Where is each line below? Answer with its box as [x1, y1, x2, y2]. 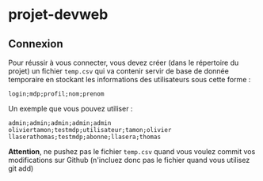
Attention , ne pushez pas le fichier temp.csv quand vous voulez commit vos [8, 147, 256, 156]
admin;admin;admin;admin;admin [8, 119, 112, 127]
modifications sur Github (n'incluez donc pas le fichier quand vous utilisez [8, 156, 250, 164]
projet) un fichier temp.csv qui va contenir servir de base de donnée [8, 66, 230, 76]
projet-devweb [8, 6, 109, 24]
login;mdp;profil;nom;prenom [8, 90, 105, 98]
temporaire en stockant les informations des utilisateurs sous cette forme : [8, 75, 251, 84]
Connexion [8, 37, 63, 51]
